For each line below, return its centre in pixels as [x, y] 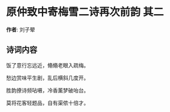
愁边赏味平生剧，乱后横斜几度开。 [48, 78]
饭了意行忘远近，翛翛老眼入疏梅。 [48, 65]
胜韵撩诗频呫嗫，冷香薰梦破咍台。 [48, 90]
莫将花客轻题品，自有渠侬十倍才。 [48, 103]
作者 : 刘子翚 [21, 29]
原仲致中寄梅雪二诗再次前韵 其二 [85, 12]
